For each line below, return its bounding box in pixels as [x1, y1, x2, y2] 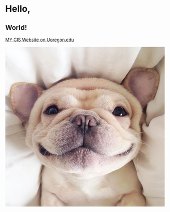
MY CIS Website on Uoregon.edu [5, 37, 74, 43]
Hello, [5, 3, 31, 15]
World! [5, 23, 27, 32]
